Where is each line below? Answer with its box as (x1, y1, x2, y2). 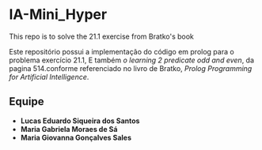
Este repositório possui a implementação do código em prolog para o (9, 47, 234, 56)
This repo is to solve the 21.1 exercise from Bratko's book (9, 32, 195, 41)
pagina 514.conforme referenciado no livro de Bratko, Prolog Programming (9, 63, 253, 73)
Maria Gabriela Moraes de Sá (20, 124, 118, 133)
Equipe (9, 95, 44, 108)
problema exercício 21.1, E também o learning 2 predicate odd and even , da (9, 55, 255, 65)
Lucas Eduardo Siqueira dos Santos (20, 116, 140, 126)
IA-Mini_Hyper (9, 6, 108, 24)
